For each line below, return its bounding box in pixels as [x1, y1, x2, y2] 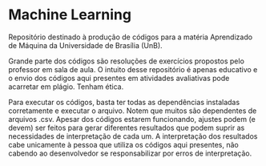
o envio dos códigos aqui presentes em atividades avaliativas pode [8, 73, 230, 83]
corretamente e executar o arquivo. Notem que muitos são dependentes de [8, 106, 257, 115]
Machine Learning [8, 6, 132, 24]
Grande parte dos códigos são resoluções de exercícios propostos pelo [8, 56, 244, 66]
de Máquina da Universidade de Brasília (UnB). [8, 40, 163, 50]
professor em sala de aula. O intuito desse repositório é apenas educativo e [8, 64, 258, 74]
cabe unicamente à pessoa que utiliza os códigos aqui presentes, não [8, 140, 239, 149]
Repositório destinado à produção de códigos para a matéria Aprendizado [8, 32, 253, 42]
